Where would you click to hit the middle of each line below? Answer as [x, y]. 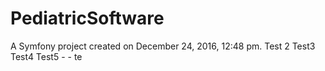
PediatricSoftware [87, 18]
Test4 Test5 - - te [46, 56]
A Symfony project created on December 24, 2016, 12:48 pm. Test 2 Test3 [163, 46]
